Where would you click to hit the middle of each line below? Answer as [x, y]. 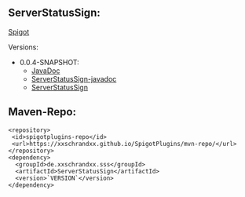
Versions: [24, 47]
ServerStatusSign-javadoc [74, 78]
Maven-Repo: [42, 112]
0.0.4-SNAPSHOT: [49, 62]
